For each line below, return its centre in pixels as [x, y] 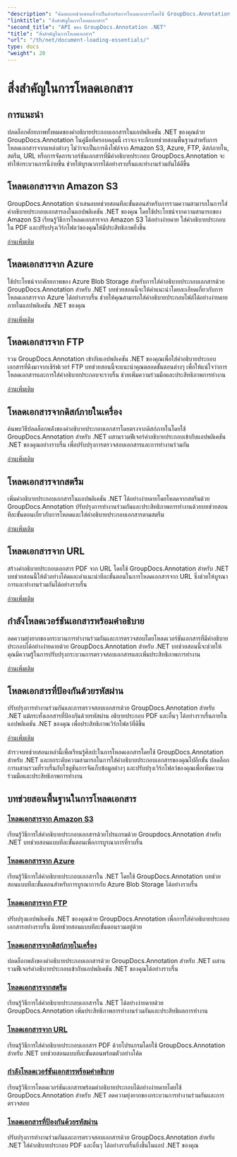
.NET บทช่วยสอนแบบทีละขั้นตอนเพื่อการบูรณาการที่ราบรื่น [75, 842]
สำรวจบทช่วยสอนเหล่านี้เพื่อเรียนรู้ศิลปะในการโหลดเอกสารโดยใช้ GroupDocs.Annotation [115, 752]
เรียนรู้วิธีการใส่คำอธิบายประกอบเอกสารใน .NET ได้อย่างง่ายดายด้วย [86, 1003]
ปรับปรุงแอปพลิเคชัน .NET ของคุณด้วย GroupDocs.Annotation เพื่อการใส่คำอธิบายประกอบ [119, 919]
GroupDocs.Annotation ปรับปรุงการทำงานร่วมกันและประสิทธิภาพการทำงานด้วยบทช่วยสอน [117, 506]
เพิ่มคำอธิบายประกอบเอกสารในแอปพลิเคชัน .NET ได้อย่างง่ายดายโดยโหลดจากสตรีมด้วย [109, 498]
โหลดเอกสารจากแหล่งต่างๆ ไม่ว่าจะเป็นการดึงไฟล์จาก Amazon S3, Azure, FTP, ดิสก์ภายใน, [118, 148]
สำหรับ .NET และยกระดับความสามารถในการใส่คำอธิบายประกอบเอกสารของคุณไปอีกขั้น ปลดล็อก [118, 760]
